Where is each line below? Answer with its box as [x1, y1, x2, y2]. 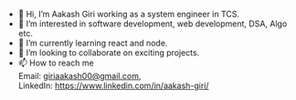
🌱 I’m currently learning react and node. [17, 37, 168, 48]
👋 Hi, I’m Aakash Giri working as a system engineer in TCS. [17, 9, 240, 19]
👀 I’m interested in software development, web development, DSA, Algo [17, 18, 288, 29]
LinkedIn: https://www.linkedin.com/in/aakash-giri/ [17, 80, 209, 91]
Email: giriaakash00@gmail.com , [17, 71, 142, 81]
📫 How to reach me [17, 57, 94, 68]
